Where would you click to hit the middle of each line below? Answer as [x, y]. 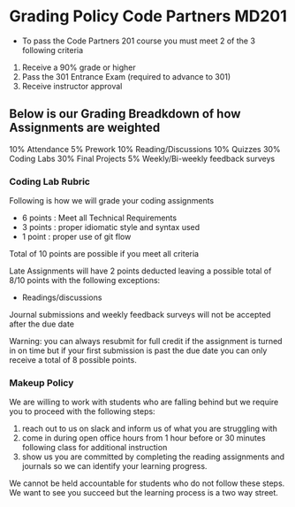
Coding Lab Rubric [50, 181]
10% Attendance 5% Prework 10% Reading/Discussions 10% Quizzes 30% [145, 149]
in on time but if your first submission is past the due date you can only [138, 350]
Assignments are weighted [85, 128]
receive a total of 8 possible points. [73, 360]
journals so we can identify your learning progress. [114, 466]
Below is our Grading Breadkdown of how [125, 114]
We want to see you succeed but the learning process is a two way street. [144, 493]
